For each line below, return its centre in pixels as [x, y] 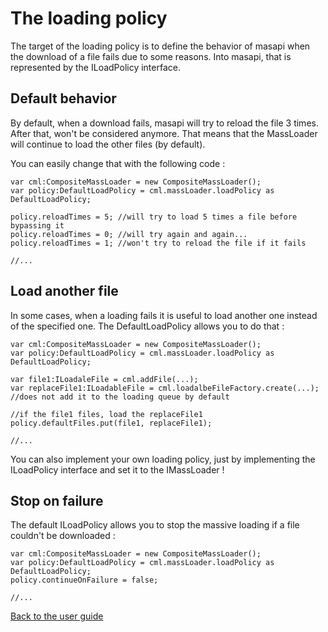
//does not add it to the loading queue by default [120, 397]
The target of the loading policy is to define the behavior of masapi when [160, 46]
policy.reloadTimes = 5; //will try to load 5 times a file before [154, 217]
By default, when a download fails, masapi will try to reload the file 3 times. [164, 123]
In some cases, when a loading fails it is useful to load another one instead [164, 315]
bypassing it [37, 225]
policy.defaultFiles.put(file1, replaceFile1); [111, 423]
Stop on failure [57, 500]
